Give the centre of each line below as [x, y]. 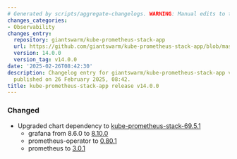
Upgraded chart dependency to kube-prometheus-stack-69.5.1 [109, 126]
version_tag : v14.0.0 [45, 60]
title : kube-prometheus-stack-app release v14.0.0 [83, 86]
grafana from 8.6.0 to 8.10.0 [68, 133]
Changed [24, 110]
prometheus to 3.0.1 [57, 148]
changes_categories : [38, 20]
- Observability [31, 27]
